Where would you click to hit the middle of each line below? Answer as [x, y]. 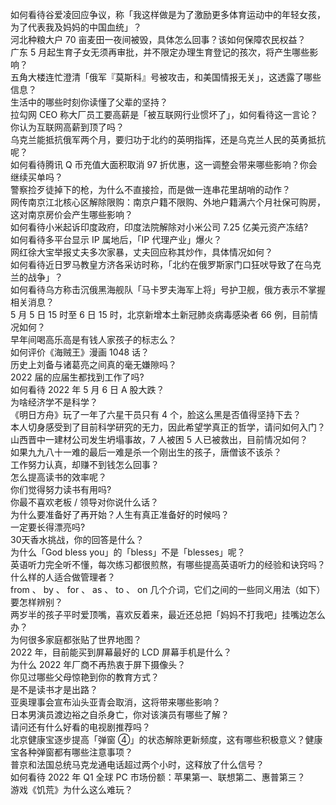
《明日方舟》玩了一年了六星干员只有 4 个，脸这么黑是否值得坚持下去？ [156, 414]
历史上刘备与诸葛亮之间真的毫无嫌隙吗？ [93, 364]
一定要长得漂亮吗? [48, 527]
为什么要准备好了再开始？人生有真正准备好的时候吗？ [120, 514]
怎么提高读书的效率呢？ [58, 477]
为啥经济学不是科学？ [54, 402]
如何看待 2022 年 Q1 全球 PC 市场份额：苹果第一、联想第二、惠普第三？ [158, 777]
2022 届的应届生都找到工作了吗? [77, 377]
